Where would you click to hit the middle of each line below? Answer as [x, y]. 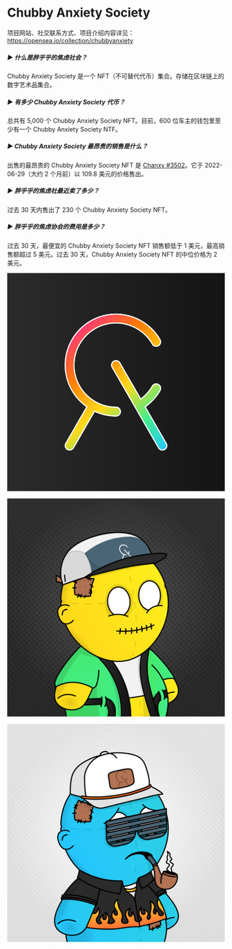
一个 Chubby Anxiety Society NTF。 [70, 129]
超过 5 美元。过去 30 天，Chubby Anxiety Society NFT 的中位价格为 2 [118, 254]
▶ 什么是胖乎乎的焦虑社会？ [47, 57]
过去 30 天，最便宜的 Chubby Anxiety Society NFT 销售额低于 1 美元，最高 [113, 245]
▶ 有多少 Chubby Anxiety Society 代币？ [66, 102]
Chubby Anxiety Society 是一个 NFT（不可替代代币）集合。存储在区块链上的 [116, 76]
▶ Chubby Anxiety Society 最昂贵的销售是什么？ [78, 146]
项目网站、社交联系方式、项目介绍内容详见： [71, 33]
